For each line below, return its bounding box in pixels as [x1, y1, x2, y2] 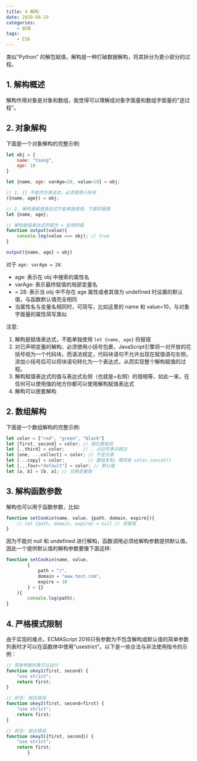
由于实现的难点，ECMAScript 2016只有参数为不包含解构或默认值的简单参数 [6, 635, 189, 642]
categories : [6, 20, 35, 26]
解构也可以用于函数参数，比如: [6, 503, 81, 510]
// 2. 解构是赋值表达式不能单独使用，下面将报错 [6, 206, 111, 212]
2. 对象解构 [6, 123, 47, 133]
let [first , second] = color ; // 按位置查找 [6, 441, 114, 447]
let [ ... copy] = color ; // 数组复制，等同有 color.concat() [6, 457, 172, 463]
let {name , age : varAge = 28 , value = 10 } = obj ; [6, 179, 120, 185]
